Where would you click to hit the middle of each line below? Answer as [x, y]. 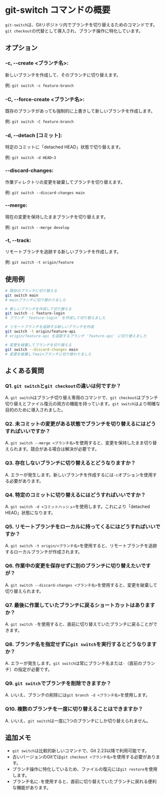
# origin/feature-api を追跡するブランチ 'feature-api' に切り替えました [76, 336]
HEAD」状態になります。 [30, 513]
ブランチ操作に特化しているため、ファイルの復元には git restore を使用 [85, 769]
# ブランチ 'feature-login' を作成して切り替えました [55, 318]
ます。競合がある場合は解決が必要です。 [59, 449]
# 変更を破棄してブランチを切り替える [38, 345]
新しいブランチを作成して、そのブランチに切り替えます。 [63, 75]
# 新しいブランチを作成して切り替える [38, 309]
